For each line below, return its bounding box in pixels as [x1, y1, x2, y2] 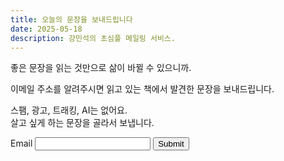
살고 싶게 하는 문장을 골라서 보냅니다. [10, 117, 155, 129]
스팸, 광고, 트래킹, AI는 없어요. [10, 104, 128, 116]
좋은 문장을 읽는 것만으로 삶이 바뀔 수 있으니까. [10, 62, 192, 74]
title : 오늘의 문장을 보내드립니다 [10, 14, 133, 25]
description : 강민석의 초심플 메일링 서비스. [10, 33, 176, 43]
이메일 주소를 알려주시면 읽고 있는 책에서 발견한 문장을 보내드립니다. [10, 83, 275, 95]
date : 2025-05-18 [10, 24, 83, 34]
